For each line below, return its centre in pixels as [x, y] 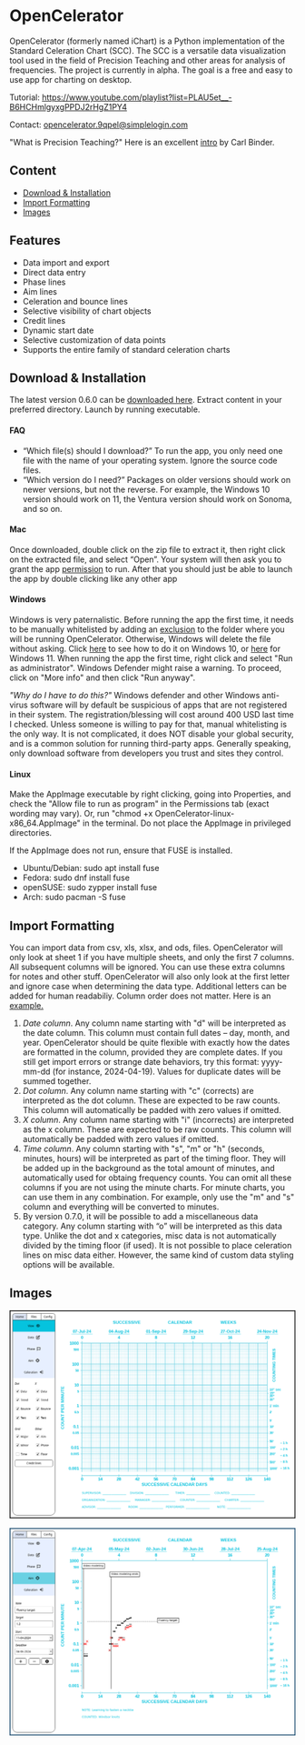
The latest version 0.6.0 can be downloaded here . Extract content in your [146, 400]
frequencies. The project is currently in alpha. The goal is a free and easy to [151, 70]
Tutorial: [25, 97]
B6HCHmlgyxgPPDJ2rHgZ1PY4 [68, 106]
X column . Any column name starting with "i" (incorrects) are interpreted [158, 1120]
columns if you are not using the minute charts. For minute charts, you [154, 1187]
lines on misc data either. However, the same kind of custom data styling [158, 1255]
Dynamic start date [58, 330]
